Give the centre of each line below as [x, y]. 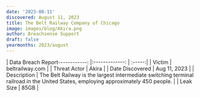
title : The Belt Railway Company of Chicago [63, 23]
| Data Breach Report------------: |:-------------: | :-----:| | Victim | [89, 62]
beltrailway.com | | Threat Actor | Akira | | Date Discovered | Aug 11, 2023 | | [100, 68]
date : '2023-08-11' [31, 12]
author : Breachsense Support [43, 34]
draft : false [23, 40]
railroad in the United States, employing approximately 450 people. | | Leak [99, 81]
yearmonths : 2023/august [37, 46]
